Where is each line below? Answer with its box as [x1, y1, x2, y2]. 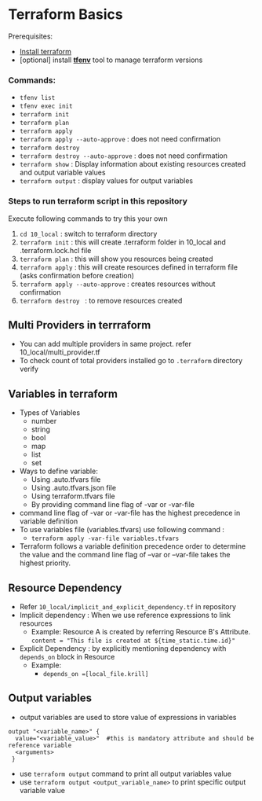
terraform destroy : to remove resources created [19, 296, 183, 305]
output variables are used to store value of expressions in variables [19, 712, 237, 722]
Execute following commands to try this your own [8, 214, 168, 223]
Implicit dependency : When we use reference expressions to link [19, 610, 231, 619]
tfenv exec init [19, 102, 73, 111]
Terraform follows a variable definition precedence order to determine [19, 542, 246, 551]
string [31, 424, 51, 434]
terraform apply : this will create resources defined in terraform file [19, 262, 238, 272]
